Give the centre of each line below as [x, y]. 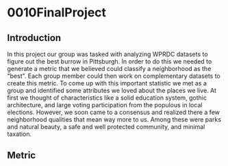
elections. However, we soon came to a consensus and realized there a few [114, 112]
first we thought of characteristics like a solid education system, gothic [107, 98]
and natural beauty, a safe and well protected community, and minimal [106, 127]
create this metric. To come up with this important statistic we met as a [107, 83]
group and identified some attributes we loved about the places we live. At [112, 91]
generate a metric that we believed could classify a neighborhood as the [109, 69]
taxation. [20, 134]
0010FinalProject [57, 13]
